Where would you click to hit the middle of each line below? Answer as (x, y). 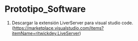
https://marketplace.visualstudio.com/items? (59, 28)
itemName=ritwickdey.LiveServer (46, 33)
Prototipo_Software (45, 9)
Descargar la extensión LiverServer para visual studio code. (72, 23)
